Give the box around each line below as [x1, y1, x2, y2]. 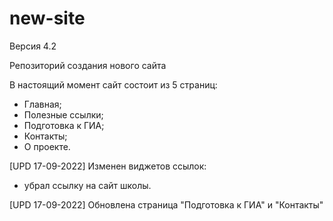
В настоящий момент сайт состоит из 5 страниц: [9, 78, 218, 91]
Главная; [23, 98, 62, 110]
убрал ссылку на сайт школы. [23, 179, 152, 191]
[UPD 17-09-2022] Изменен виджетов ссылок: [9, 160, 207, 172]
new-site [9, 7, 86, 30]
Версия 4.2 [9, 40, 57, 52]
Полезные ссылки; [23, 108, 104, 121]
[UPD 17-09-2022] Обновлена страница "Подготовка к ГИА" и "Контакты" [9, 198, 324, 211]
